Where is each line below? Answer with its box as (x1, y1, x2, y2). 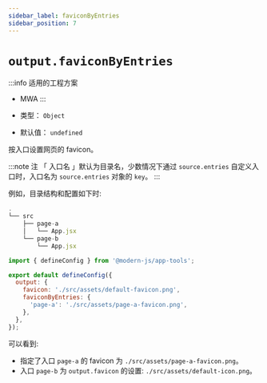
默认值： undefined (19, 127, 83, 137)
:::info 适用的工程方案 (8, 78, 78, 88)
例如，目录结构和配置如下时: (8, 189, 102, 199)
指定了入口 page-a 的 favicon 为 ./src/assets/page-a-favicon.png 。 (19, 356, 243, 365)
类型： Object (19, 111, 66, 120)
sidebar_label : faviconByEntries (8, 11, 120, 20)
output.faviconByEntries (8, 54, 173, 69)
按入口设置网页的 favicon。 (8, 145, 98, 155)
